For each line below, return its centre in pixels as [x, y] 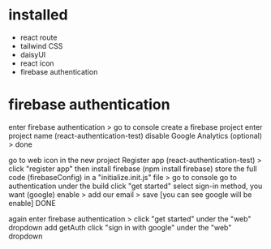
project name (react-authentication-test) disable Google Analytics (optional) [135, 135]
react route [39, 37]
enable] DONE [32, 203]
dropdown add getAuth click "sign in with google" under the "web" [120, 227]
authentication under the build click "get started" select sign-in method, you [135, 186]
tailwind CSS [41, 45]
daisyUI [33, 54]
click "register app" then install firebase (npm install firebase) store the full [133, 169]
